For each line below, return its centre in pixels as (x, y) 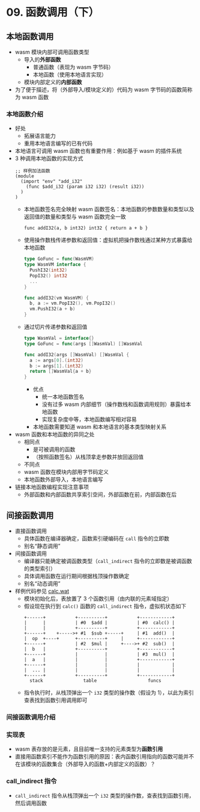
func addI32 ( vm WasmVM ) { (56, 298)
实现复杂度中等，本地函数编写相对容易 (89, 419)
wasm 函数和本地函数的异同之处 (55, 434)
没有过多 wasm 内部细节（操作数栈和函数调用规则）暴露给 (114, 404)
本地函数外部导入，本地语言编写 (63, 479)
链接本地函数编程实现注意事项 (52, 487)
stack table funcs (95, 680)
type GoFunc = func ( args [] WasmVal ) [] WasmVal (83, 343)
